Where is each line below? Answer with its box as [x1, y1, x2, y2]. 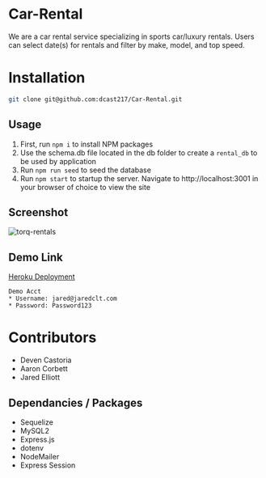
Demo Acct [8, 288, 42, 296]
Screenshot [8, 205, 69, 219]
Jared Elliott [19, 373, 61, 383]
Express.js [19, 434, 55, 444]
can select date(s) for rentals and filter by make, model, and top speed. [8, 40, 245, 49]
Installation [8, 69, 86, 87]
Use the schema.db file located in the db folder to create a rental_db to [19, 147, 258, 158]
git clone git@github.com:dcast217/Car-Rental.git [8, 95, 183, 104]
